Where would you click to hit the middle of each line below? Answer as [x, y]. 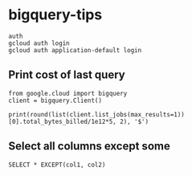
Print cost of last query [67, 75]
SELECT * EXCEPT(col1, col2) [57, 165]
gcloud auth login [39, 43]
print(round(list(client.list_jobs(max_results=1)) [96, 114]
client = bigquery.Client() [55, 100]
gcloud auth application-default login [75, 50]
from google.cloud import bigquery [68, 93]
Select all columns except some [89, 146]
